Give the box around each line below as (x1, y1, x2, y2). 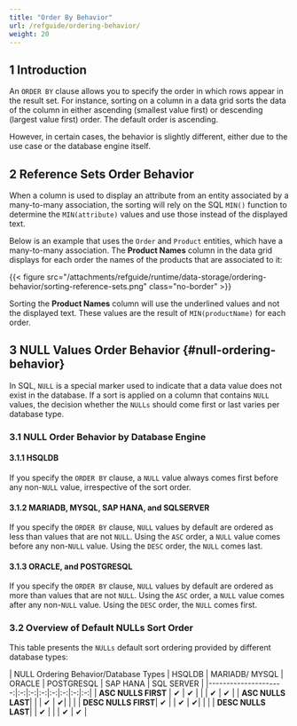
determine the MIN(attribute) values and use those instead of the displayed (9, 209, 288, 219)
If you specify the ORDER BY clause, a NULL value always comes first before (9, 472, 279, 483)
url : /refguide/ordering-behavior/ (9, 21, 141, 30)
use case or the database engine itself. (9, 141, 151, 152)
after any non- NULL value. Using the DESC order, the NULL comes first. (9, 600, 258, 611)
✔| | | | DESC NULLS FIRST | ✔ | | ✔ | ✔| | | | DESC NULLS (57, 697, 266, 707)
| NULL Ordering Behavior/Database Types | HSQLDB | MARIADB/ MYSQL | (9, 668, 284, 679)
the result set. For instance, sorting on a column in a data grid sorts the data (9, 95, 286, 107)
